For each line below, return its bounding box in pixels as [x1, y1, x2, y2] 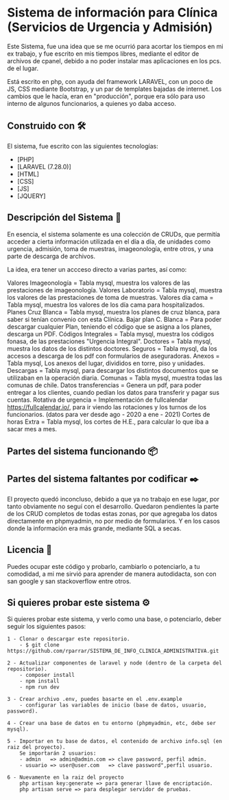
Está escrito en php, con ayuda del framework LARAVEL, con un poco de [7, 77, 213, 85]
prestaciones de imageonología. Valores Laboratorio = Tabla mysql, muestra [7, 285, 223, 294]
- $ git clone [19, 642, 60, 649]
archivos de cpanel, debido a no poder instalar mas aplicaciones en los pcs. [7, 56, 221, 65]
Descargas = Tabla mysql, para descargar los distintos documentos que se [7, 366, 219, 374]
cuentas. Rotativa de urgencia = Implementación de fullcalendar [7, 396, 189, 404]
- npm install [19, 678, 60, 685]
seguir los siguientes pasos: [7, 623, 86, 631]
